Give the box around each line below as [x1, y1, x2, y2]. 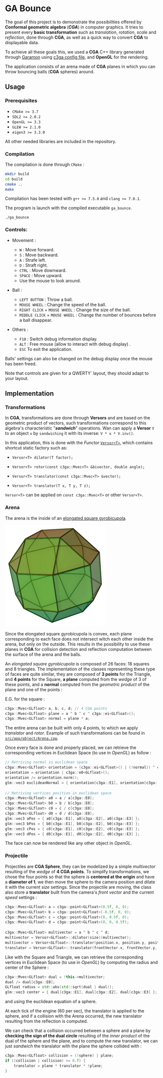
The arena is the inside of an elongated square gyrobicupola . [5, 515, 127, 521]
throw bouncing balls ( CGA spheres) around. [5, 68, 95, 74]
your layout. [5, 375, 29, 381]
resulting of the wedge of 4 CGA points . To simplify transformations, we [5, 868, 149, 874]
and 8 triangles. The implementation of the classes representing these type [5, 666, 155, 672]
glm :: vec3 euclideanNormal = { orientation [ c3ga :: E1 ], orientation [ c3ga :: [5, 780, 160, 785]
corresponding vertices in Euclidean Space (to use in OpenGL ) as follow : [5, 750, 151, 756]
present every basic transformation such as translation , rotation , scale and [5, 29, 157, 35]
